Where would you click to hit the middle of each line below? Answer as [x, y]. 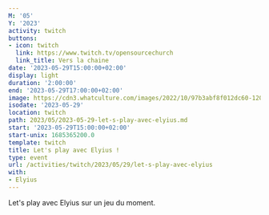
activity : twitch [37, 30]
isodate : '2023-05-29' [46, 105]
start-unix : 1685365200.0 [51, 135]
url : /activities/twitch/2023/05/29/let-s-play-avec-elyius [111, 165]
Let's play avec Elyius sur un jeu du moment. [82, 202]
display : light [34, 75]
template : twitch [37, 142]
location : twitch [37, 113]
